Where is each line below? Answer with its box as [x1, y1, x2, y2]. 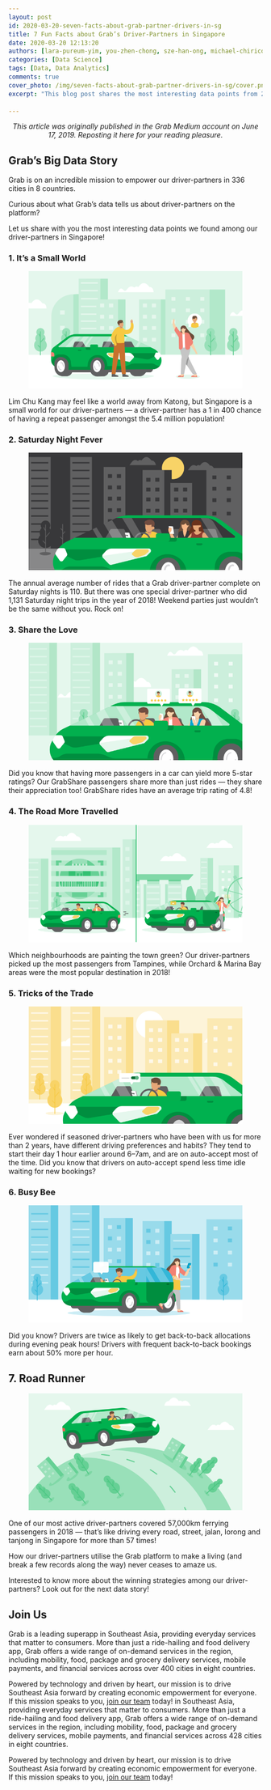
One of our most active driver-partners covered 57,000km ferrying [8, 1518, 229, 1529]
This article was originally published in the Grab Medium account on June [12, 121, 259, 131]
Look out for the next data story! [41, 1584, 149, 1594]
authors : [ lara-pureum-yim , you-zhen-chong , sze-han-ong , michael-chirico [8, 47, 265, 56]
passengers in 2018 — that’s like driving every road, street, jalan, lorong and [8, 1527, 261, 1537]
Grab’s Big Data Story [8, 154, 119, 168]
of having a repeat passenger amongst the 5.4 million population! [8, 414, 225, 423]
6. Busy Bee [8, 1186, 56, 1198]
